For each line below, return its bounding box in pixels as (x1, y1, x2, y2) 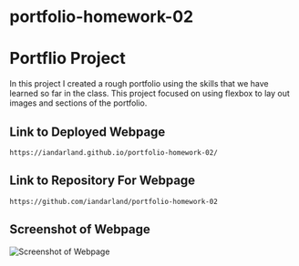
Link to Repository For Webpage (9, 173, 196, 189)
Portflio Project (9, 48, 126, 69)
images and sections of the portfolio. (9, 97, 148, 108)
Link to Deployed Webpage (9, 124, 166, 139)
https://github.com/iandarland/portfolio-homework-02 (9, 197, 219, 206)
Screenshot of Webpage (9, 221, 150, 238)
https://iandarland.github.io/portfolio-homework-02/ (9, 148, 219, 157)
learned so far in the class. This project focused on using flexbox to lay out (9, 88, 290, 99)
